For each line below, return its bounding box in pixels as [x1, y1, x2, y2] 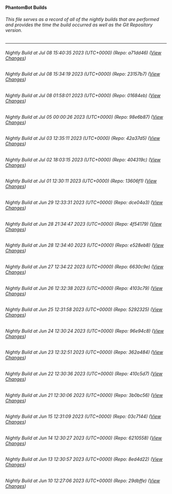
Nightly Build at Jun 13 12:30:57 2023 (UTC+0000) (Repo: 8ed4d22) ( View [5, 456, 163, 462]
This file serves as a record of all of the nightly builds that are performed [5, 16, 160, 22]
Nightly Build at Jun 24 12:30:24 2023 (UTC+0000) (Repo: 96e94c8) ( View [5, 327, 164, 334]
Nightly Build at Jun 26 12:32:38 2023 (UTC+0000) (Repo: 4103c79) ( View [5, 285, 163, 291]
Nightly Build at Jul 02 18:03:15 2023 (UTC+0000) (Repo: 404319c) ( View [5, 156, 161, 162]
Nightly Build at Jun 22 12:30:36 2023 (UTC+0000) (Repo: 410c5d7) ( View [5, 370, 163, 377]
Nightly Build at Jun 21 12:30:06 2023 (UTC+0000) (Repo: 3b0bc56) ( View [5, 392, 163, 398]
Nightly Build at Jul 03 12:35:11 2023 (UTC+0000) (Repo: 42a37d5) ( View [5, 135, 160, 141]
